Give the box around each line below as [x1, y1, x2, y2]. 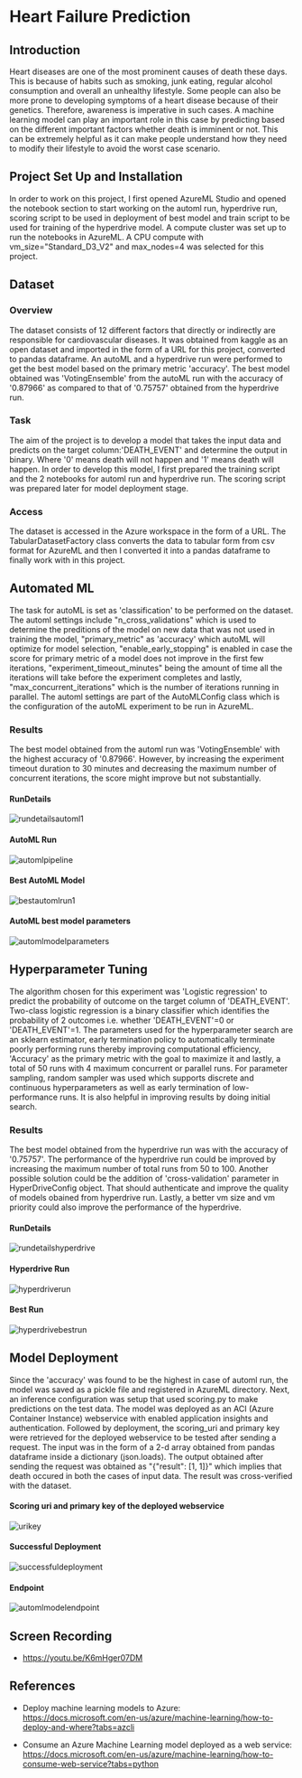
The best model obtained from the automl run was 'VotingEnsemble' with [9, 744, 280, 755]
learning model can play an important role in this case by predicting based [9, 115, 286, 125]
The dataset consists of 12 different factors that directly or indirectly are [9, 324, 277, 335]
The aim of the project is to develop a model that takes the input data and [9, 435, 282, 445]
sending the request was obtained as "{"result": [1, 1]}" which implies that [9, 1461, 282, 1472]
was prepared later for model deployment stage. [9, 482, 189, 493]
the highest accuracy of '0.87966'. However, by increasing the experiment [9, 753, 285, 764]
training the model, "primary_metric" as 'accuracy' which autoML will [9, 633, 266, 644]
